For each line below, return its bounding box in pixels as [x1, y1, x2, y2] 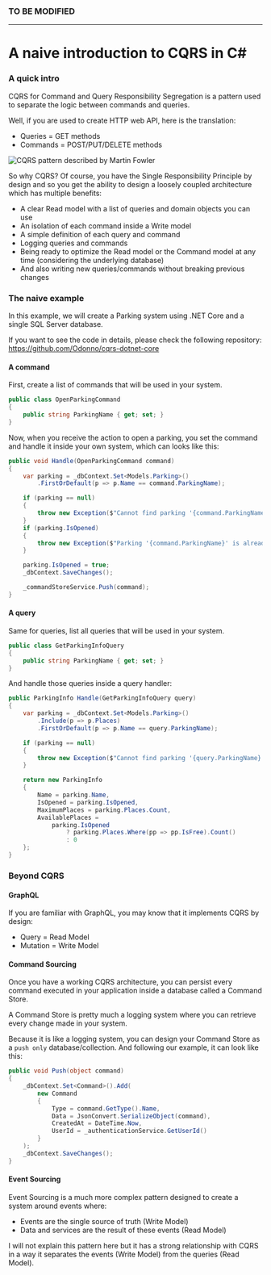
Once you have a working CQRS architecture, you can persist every [8, 977, 232, 987]
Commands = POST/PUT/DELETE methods [19, 140, 163, 149]
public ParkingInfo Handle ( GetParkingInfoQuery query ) [8, 694, 197, 703]
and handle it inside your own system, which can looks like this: [8, 441, 219, 451]
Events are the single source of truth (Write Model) [19, 1216, 189, 1226]
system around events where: [8, 1201, 107, 1210]
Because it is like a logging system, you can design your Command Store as [8, 1035, 261, 1044]
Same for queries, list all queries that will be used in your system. [8, 625, 224, 635]
